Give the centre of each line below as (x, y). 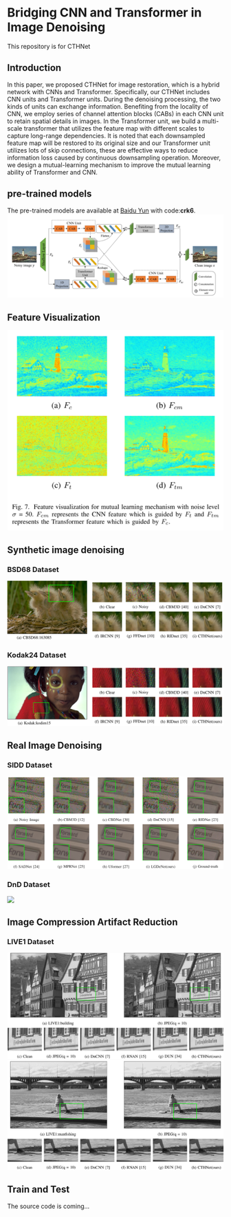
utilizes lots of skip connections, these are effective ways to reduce (102, 150)
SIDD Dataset (30, 765)
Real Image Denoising (55, 745)
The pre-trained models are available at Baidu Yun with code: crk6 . (101, 210)
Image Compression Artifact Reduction (92, 922)
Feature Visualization (54, 317)
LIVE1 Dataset (31, 941)
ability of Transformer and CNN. (53, 172)
